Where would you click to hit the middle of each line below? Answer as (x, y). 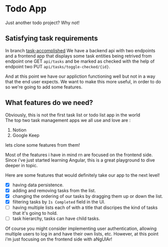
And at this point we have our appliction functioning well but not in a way (80, 76)
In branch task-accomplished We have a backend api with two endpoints (80, 50)
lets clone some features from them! (43, 145)
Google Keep (26, 135)
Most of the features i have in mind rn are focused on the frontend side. (79, 155)
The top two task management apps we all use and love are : (68, 120)
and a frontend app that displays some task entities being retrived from (78, 56)
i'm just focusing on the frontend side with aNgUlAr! (59, 239)
